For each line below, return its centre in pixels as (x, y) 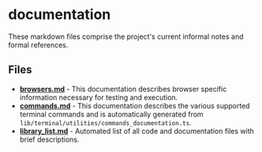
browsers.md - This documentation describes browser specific (123, 89)
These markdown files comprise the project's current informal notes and (126, 36)
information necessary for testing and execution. (99, 97)
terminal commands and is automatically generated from (111, 114)
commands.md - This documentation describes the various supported (135, 105)
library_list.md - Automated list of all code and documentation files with (137, 131)
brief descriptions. (49, 139)
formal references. (38, 44)
